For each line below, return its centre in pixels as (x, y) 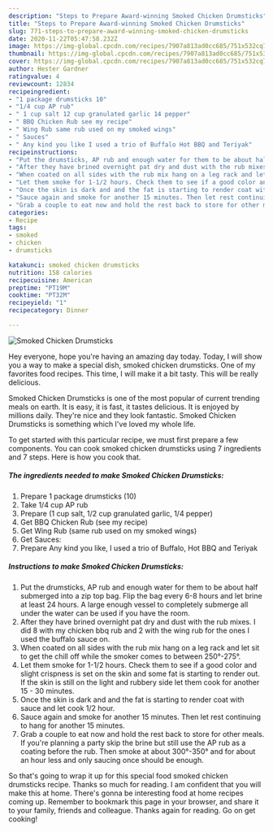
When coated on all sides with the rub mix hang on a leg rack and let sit (140, 647)
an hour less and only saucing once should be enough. (112, 760)
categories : (28, 212)
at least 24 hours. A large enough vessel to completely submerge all (134, 604)
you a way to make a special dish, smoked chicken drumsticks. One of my (132, 365)
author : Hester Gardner (49, 69)
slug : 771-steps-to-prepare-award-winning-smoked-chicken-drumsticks (129, 31)
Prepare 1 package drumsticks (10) (78, 496)
